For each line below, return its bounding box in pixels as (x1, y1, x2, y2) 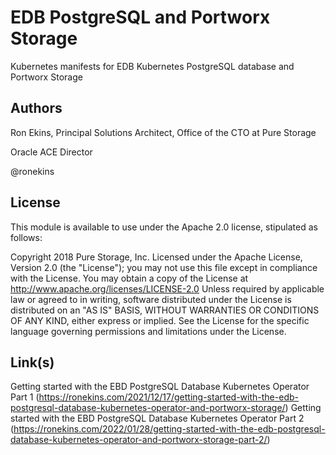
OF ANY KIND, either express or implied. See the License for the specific (10, 314, 310, 326)
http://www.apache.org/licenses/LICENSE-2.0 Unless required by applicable (10, 282, 325, 295)
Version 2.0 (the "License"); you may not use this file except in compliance (10, 261, 318, 273)
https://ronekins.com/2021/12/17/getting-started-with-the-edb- (38, 391, 299, 403)
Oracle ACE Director (10, 146, 93, 158)
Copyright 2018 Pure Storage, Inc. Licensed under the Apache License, (10, 251, 303, 263)
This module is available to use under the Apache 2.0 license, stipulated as (10, 221, 318, 233)
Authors (10, 100, 63, 117)
